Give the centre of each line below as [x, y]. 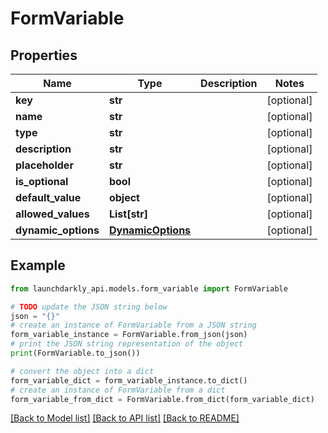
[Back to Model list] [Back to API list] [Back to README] [125, 418]
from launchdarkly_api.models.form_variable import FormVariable [149, 288]
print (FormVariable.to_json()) [75, 353]
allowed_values [52, 214]
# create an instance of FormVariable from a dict [118, 390]
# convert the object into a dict [82, 371]
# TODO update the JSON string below [89, 307]
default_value [48, 197]
